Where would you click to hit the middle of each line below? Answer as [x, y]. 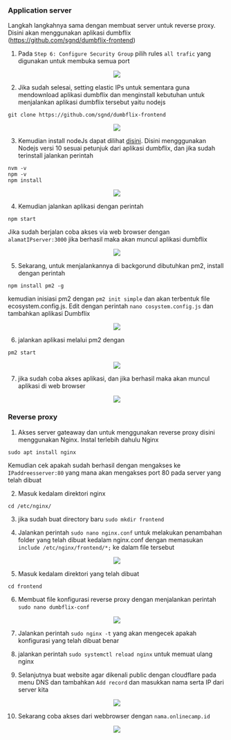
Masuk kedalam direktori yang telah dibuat [78, 573]
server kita [33, 689]
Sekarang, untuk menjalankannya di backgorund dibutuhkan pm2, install [121, 266]
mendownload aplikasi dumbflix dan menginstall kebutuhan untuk [111, 95]
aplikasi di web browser [52, 386]
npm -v [17, 175]
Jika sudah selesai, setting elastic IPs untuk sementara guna [104, 87]
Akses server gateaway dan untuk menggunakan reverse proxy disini [116, 432]
